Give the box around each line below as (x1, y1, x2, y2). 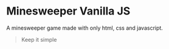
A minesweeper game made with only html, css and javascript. (6, 24, 163, 31)
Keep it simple (21, 36, 57, 43)
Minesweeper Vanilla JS (6, 4, 131, 18)
